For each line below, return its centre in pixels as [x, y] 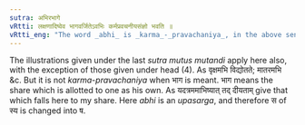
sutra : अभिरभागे [35, 18]
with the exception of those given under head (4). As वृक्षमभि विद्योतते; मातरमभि [146, 70]
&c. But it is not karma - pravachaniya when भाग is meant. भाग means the [142, 80]
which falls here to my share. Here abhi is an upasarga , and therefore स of [148, 101]
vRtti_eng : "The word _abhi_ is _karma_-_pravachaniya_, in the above [146, 34]
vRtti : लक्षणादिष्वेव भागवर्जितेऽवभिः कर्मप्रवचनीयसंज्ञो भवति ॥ [91, 26]
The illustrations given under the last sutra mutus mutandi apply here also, [148, 61]
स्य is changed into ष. [48, 111]
